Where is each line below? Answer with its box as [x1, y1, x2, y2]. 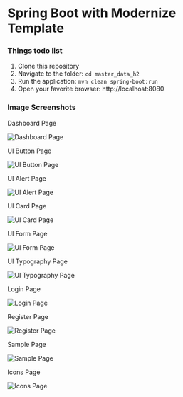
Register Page [7, 312, 48, 321]
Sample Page [7, 340, 46, 348]
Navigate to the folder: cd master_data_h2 [17, 69, 140, 78]
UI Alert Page [7, 174, 46, 183]
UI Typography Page [7, 257, 68, 266]
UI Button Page [7, 146, 52, 155]
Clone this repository [17, 62, 80, 71]
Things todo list [7, 46, 63, 56]
